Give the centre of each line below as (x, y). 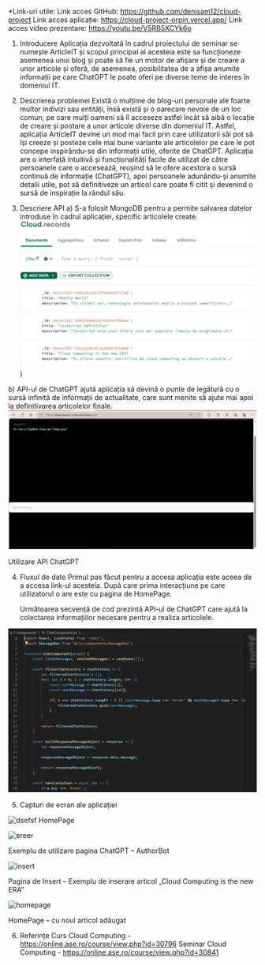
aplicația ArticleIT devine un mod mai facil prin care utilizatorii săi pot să (136, 134)
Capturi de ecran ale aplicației (68, 805)
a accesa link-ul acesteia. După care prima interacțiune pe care (122, 585)
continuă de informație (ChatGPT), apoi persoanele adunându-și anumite (138, 176)
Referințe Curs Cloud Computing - (75, 936)
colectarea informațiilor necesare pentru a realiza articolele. (117, 617)
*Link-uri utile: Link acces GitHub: (63, 11)
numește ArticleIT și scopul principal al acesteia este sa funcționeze (130, 52)
